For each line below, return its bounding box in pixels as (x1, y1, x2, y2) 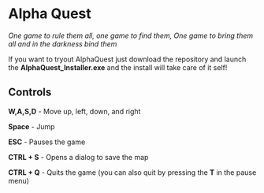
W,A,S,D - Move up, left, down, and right (8, 106, 141, 116)
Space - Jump (8, 121, 55, 131)
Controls (8, 86, 52, 99)
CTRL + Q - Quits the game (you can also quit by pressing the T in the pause (8, 167, 257, 177)
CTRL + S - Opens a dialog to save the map (8, 152, 149, 161)
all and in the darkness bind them (8, 39, 117, 48)
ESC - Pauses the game (8, 137, 86, 147)
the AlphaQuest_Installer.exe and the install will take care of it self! (8, 62, 228, 72)
